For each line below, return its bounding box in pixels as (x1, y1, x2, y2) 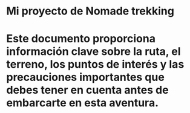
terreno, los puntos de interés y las (6, 57, 185, 71)
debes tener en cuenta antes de (6, 83, 169, 97)
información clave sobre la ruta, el (6, 45, 181, 59)
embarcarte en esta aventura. (6, 96, 159, 110)
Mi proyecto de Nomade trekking (6, 4, 174, 18)
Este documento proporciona (6, 32, 156, 46)
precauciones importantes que (6, 71, 165, 84)
